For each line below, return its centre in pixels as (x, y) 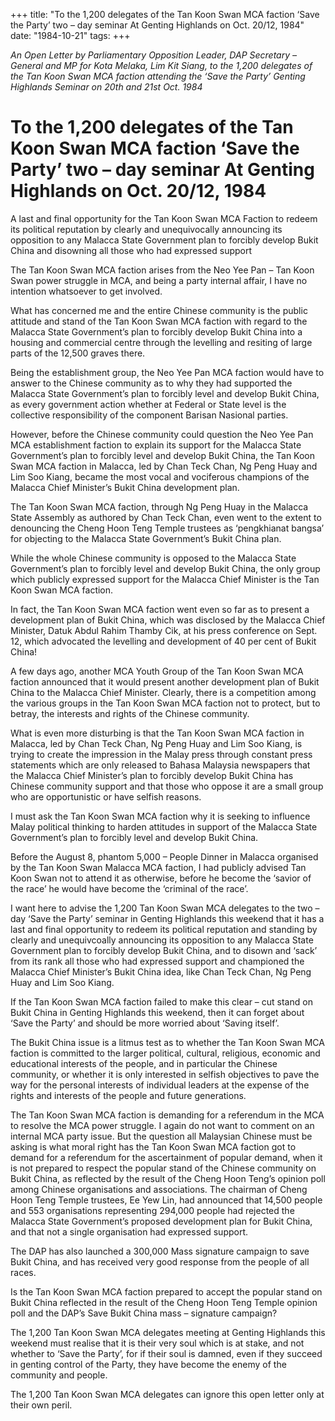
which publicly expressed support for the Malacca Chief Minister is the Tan (165, 579)
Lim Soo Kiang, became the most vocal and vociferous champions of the (160, 476)
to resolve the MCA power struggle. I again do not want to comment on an (162, 1125)
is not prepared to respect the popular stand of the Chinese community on (163, 1168)
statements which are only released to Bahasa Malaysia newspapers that (160, 765)
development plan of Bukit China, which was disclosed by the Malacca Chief (168, 620)
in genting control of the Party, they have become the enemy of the (148, 1364)
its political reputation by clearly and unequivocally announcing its (146, 229)
